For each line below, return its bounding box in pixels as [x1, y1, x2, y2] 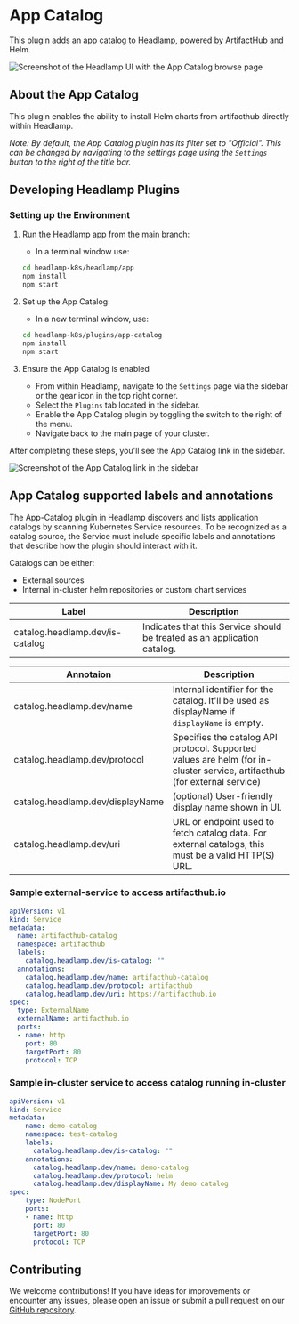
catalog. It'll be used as [172, 694, 270, 706]
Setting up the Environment [9, 209, 131, 222]
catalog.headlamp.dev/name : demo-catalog [32, 1163, 190, 1172]
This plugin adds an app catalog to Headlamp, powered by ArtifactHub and [9, 35, 284, 45]
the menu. [35, 418, 73, 429]
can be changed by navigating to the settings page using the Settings [9, 147, 268, 157]
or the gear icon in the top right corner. [35, 390, 178, 400]
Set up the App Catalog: [21, 296, 110, 307]
